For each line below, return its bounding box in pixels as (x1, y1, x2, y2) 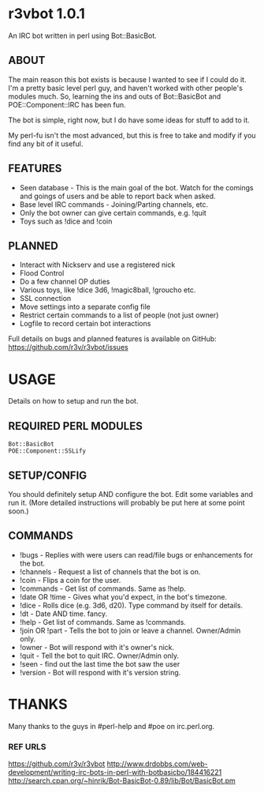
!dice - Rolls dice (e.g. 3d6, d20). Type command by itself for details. (19, 600, 243, 610)
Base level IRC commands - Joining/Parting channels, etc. (19, 199, 209, 209)
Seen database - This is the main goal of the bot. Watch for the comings (19, 182, 254, 192)
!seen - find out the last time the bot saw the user (19, 659, 180, 668)
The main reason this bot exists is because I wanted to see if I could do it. (8, 74, 247, 84)
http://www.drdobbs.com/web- (106, 759, 209, 769)
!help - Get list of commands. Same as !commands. (19, 617, 187, 626)
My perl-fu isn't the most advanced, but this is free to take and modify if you (8, 130, 256, 140)
